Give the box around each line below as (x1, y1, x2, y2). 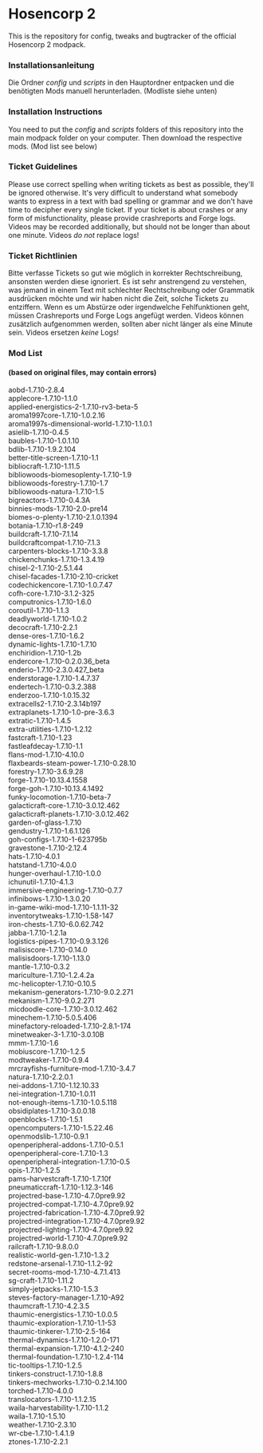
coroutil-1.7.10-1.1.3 (8, 606, 69, 616)
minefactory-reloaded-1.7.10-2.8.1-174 (8, 1021, 131, 1031)
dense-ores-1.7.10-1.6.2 (8, 631, 85, 641)
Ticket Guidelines (8, 161, 78, 172)
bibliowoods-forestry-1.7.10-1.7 (8, 478, 109, 488)
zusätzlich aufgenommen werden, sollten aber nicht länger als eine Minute (8, 319, 253, 329)
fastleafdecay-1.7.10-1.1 (8, 742, 84, 751)
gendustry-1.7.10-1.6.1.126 (8, 826, 91, 836)
